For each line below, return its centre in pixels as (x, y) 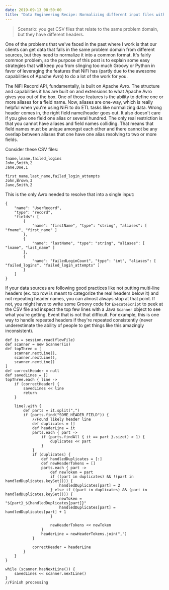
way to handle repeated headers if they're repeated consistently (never (79, 320)
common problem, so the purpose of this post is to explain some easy (77, 60)
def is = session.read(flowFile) (40, 340)
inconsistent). (19, 331)
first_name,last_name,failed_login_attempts (53, 176)
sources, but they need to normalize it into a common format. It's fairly (78, 55)
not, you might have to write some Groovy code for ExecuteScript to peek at (84, 304)
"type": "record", (33, 212)
